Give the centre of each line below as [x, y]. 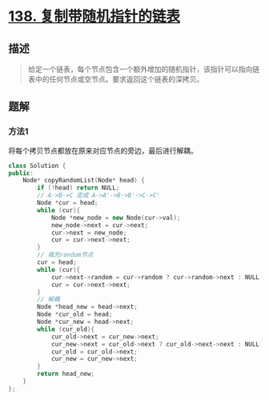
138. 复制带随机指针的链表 [94, 16]
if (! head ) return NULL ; [78, 188]
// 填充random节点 [65, 255]
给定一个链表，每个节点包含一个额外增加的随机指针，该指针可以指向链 [144, 69]
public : [21, 173]
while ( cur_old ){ [66, 329]
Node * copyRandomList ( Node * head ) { [84, 181]
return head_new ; [66, 374]
